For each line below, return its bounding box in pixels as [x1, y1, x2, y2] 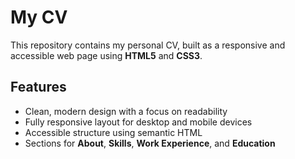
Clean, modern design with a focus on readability [24, 105, 228, 117]
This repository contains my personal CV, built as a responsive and [10, 39, 286, 51]
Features [10, 79, 67, 96]
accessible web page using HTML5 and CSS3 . [10, 49, 203, 61]
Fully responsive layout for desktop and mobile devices [24, 116, 253, 128]
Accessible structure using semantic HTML [24, 126, 203, 138]
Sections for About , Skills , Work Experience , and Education [24, 137, 276, 149]
